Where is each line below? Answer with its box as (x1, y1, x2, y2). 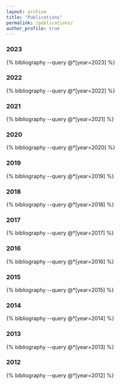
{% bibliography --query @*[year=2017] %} (6, 229, 114, 236)
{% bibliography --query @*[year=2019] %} (6, 173, 114, 180)
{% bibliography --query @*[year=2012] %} (6, 371, 114, 379)
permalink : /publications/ (6, 20, 73, 26)
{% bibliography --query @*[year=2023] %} (6, 58, 115, 66)
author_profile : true (6, 25, 60, 32)
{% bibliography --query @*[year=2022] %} (6, 87, 115, 94)
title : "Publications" (6, 14, 63, 20)
